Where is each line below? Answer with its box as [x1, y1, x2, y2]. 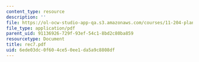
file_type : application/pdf [6, 25, 76, 31]
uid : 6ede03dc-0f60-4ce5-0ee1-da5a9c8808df [6, 47, 115, 53]
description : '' [6, 14, 46, 20]
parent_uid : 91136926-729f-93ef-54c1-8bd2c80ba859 [6, 31, 134, 37]
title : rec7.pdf [6, 42, 46, 48]
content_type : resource [6, 8, 65, 15]
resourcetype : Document [6, 36, 65, 42]
